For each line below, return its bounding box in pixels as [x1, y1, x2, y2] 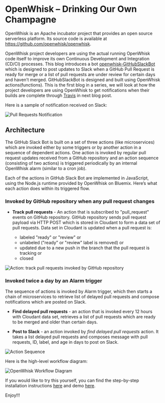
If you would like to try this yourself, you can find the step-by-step [5, 377, 139, 384]
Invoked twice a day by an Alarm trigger [5, 277, 102, 284]
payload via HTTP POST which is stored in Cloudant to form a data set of [12, 220, 161, 225]
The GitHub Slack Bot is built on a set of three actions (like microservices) [5, 139, 155, 145]
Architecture [5, 126, 45, 134]
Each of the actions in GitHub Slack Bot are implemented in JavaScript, [5, 175, 149, 181]
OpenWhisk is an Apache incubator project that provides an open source [5, 30, 153, 36]
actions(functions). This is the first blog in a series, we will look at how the [5, 82, 156, 88]
